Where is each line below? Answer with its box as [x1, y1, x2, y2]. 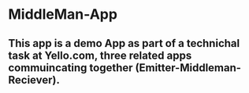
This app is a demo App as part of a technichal [8, 37, 240, 50]
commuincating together [8, 61, 133, 74]
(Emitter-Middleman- [135, 61, 242, 74]
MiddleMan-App [8, 5, 118, 23]
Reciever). [8, 73, 61, 87]
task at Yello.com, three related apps [8, 48, 192, 62]
